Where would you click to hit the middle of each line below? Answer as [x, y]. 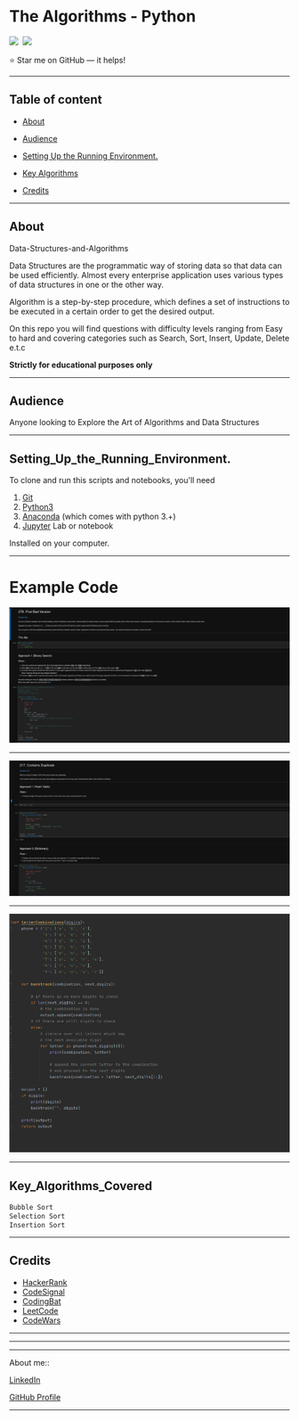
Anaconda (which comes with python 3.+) [99, 517]
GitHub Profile [35, 1397]
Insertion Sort [37, 1226]
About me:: [29, 1362]
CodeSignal [43, 1292]
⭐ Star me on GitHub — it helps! [68, 60]
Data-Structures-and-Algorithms [69, 248]
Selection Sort [37, 1217]
